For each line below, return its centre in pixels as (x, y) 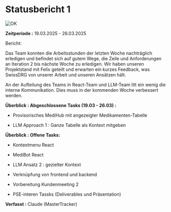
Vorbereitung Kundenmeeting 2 (46, 184)
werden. (14, 95)
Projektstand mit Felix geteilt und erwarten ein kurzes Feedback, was (78, 69)
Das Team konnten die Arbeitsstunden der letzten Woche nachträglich (79, 53)
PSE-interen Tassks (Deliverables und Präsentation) (67, 194)
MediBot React (28, 154)
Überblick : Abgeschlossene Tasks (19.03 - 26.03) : (61, 105)
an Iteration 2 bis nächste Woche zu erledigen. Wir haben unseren (75, 64)
